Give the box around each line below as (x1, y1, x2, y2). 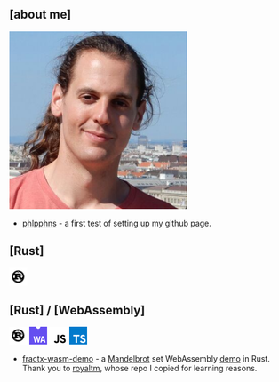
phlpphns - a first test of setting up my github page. (21, 218, 211, 228)
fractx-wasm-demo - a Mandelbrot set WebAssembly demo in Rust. (21, 354, 271, 364)
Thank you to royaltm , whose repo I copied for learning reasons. (21, 363, 258, 374)
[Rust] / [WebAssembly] (9, 303, 146, 318)
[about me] (9, 7, 72, 22)
